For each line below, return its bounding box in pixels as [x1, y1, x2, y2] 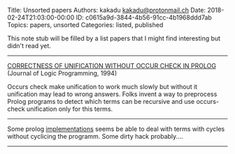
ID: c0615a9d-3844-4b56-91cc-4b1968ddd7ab [76, 13, 212, 22]
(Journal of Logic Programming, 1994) [7, 69, 117, 77]
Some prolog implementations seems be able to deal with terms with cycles [7, 125, 225, 133]
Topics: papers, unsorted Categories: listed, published [7, 21, 164, 29]
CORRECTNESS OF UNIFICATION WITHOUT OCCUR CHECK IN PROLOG [7, 62, 217, 70]
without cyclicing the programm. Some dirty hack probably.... [7, 132, 183, 140]
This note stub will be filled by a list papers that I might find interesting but [7, 34, 221, 43]
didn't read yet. [7, 42, 51, 49]
